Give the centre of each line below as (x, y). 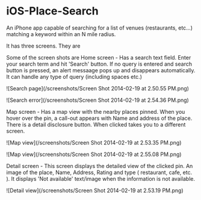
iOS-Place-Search (52, 11)
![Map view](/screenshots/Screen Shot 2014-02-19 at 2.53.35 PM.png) (94, 142)
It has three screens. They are (43, 46)
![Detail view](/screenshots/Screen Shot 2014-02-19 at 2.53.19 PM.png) (95, 190)
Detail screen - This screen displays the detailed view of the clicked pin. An (100, 166)
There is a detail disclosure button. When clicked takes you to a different (96, 124)
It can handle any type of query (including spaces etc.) (74, 77)
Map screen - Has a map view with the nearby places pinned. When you (96, 111)
